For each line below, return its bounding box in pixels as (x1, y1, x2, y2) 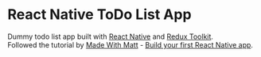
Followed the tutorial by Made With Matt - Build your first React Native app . (7, 40, 254, 49)
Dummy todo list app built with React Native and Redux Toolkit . (7, 32, 214, 41)
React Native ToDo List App (7, 6, 192, 24)
